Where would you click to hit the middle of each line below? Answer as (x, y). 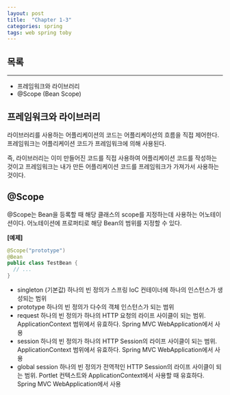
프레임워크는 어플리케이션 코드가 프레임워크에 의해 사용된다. (87, 143)
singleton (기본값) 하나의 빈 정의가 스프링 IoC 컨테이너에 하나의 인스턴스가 (116, 290)
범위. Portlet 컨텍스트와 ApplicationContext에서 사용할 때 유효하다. (114, 375)
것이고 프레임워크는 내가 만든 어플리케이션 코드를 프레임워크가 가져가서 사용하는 (113, 166)
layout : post (26, 13)
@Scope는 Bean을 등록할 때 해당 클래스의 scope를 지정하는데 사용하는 (102, 214)
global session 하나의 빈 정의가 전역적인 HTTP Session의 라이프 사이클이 (116, 367)
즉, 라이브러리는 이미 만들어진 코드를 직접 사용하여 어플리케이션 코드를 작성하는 (112, 157)
